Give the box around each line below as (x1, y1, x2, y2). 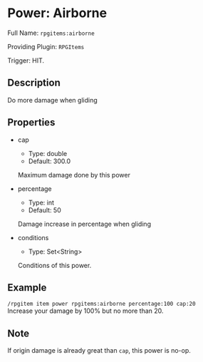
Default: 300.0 (28, 157, 71, 165)
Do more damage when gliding (7, 95, 98, 104)
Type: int (28, 198, 55, 207)
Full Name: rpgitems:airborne (7, 29, 95, 37)
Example (7, 281, 47, 294)
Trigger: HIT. (7, 56, 45, 65)
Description (7, 77, 61, 89)
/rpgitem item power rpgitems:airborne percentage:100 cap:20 (7, 301, 196, 308)
